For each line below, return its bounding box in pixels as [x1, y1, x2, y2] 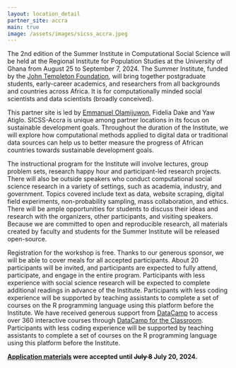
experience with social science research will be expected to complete [7, 279, 211, 287]
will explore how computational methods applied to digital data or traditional [7, 131, 228, 139]
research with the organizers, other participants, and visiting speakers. [7, 212, 213, 221]
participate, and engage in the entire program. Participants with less [7, 271, 206, 280]
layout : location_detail [7, 10, 81, 18]
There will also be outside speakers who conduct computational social [7, 175, 213, 183]
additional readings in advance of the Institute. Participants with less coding [7, 286, 228, 294]
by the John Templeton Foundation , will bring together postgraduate [7, 72, 206, 81]
